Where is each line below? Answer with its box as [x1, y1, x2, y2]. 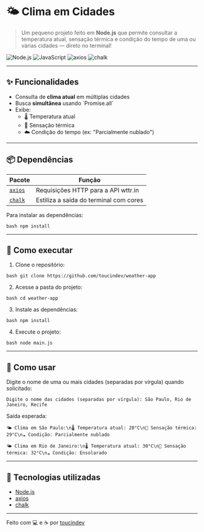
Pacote [9, 175, 30, 184]
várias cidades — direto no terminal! [21, 42, 112, 49]
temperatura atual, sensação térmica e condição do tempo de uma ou [21, 35, 196, 42]
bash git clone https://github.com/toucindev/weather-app [6, 273, 156, 279]
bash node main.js [6, 340, 53, 346]
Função [78, 175, 101, 184]
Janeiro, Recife [6, 402, 47, 408]
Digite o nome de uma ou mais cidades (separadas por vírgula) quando [6, 379, 184, 386]
